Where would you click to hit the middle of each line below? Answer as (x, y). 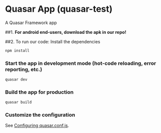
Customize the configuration (40, 115)
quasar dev (16, 80)
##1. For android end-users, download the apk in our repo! (66, 32)
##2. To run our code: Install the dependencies (53, 41)
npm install (17, 51)
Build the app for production (39, 92)
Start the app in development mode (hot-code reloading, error (81, 63)
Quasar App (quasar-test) (59, 9)
